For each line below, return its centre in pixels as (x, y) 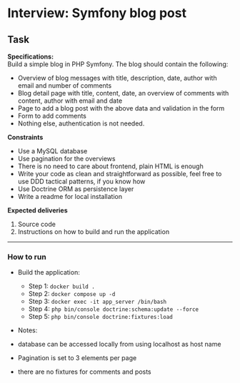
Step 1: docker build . (61, 286)
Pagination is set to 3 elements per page (77, 358)
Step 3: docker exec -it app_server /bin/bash (97, 302)
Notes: (27, 330)
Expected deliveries (37, 210)
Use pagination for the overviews (66, 159)
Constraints (25, 137)
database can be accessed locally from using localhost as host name (119, 344)
